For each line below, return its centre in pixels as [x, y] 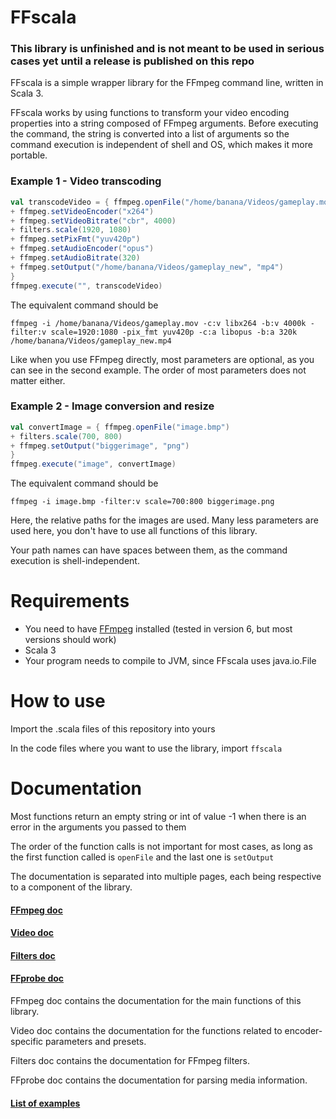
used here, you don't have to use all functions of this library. [134, 531]
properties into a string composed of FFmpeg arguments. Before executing [164, 123]
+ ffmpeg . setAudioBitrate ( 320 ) [75, 258]
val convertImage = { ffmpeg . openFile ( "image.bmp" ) [120, 427]
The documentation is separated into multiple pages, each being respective [166, 877]
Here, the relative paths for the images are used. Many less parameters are [164, 520]
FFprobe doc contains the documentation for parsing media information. [159, 1080]
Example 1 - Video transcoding [86, 181]
